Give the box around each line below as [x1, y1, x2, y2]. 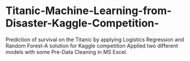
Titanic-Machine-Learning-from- [5, 4, 172, 18]
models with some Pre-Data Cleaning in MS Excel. [5, 48, 127, 55]
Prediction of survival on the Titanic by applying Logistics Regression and [5, 36, 184, 43]
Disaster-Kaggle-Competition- [5, 16, 159, 30]
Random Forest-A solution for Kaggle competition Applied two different [5, 42, 178, 49]
